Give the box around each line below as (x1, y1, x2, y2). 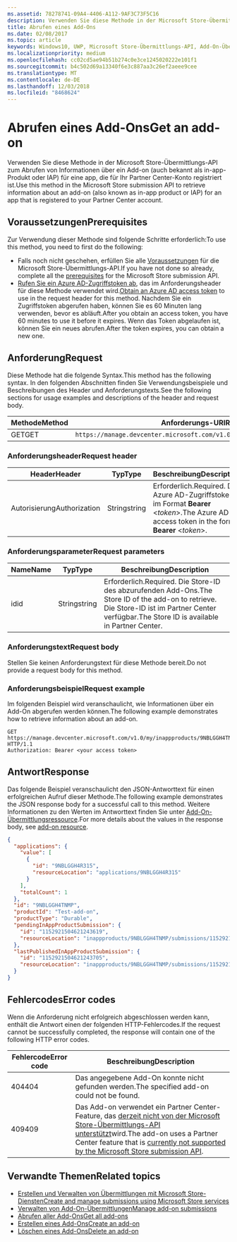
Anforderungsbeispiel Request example (7, 684, 145, 694)
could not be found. (75, 1091, 140, 1100)
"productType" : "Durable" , (13, 915, 93, 922)
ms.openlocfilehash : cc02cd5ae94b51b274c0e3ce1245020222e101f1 (7, 57, 197, 64)
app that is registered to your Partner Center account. (7, 196, 164, 205)
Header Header (30, 468, 81, 478)
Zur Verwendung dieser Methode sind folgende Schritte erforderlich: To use (7, 235, 226, 243)
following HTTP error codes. (7, 1035, 90, 1044)
